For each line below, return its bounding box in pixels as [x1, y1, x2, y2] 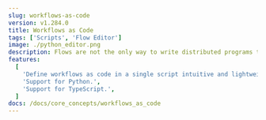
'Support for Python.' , [22, 77, 101, 85]
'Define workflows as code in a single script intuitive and [22, 70, 228, 78]
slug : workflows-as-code [8, 11, 90, 20]
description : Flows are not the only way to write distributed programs [8, 48, 253, 56]
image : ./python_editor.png [8, 41, 101, 49]
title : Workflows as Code [8, 26, 93, 34]
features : [8, 56, 41, 64]
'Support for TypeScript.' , [22, 84, 115, 93]
